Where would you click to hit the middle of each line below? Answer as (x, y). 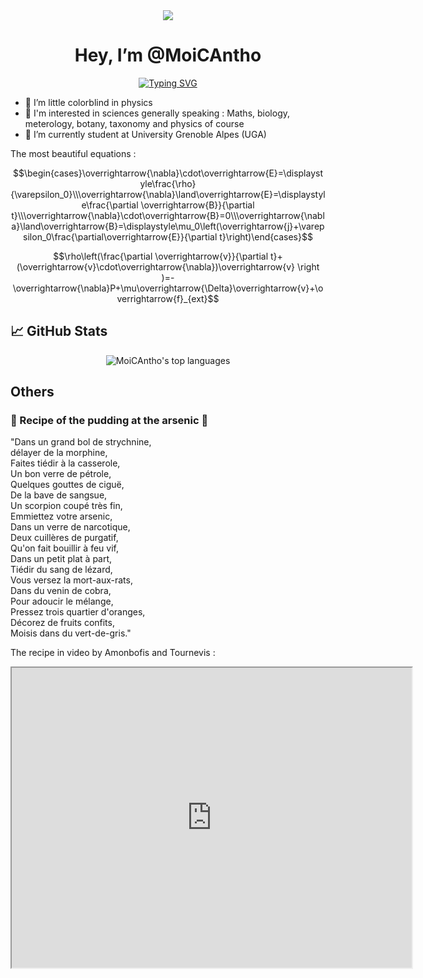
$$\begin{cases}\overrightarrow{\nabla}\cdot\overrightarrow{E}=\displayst (168, 173)
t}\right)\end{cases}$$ (266, 236)
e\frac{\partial (110, 205)
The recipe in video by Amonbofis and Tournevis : (113, 653)
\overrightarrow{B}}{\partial (197, 205)
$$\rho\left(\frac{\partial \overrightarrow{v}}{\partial (161, 256)
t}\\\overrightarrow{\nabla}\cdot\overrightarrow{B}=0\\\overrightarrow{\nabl (168, 215)
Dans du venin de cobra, (61, 591)
